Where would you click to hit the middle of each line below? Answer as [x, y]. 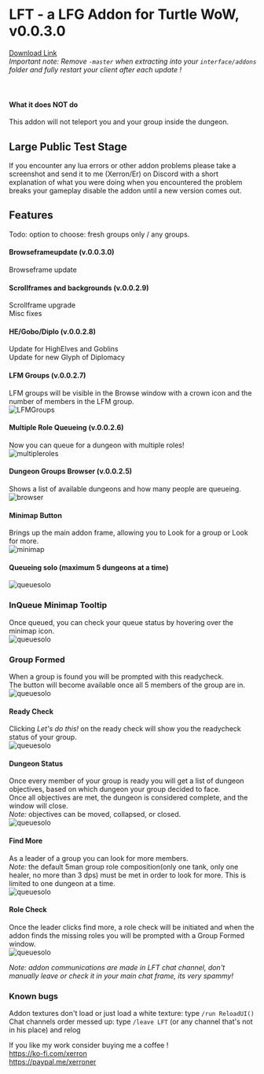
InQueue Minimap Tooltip [58, 605]
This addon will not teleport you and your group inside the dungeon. [119, 122]
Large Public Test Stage [68, 147]
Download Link [33, 53]
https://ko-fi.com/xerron [48, 1054]
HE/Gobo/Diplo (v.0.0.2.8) [53, 331]
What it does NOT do [44, 105]
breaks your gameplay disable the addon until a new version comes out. [125, 190]
